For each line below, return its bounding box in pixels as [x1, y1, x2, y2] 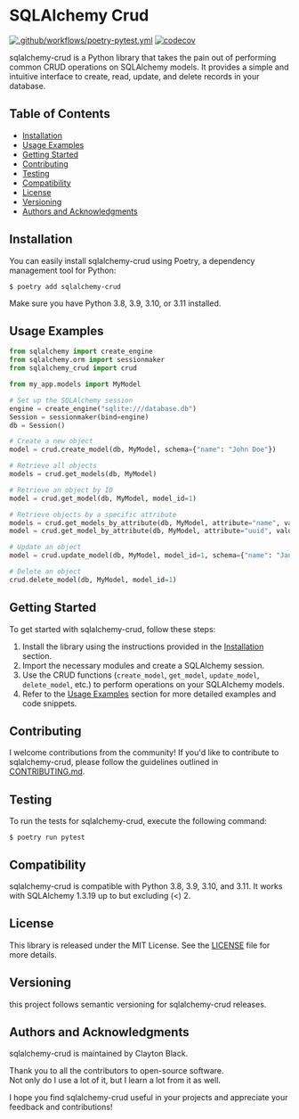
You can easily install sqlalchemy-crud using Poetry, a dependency [9, 255, 255, 266]
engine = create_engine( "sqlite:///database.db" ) [9, 404, 198, 413]
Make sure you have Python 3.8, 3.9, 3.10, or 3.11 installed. [9, 298, 222, 309]
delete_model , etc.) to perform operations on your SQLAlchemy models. [21, 679, 285, 689]
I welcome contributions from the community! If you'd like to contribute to [9, 747, 279, 758]
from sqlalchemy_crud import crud [9, 364, 138, 373]
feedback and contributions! [9, 1102, 113, 1113]
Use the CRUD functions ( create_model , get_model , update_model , [21, 670, 260, 680]
